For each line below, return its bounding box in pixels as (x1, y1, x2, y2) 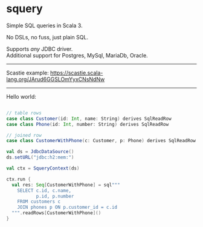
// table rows (6, 110, 42, 116)
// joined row (6, 132, 42, 138)
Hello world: (6, 93, 36, 100)
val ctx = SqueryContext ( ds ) (6, 165, 80, 171)
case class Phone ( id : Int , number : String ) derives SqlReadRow (6, 121, 169, 127)
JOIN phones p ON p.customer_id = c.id (17, 205, 118, 211)
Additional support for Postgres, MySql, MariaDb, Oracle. (6, 51, 148, 59)
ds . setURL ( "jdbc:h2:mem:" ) (6, 154, 74, 160)
